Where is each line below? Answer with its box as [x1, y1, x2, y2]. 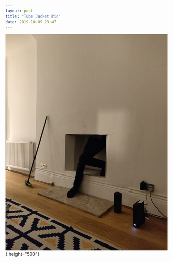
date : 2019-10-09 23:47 [5, 19, 57, 24]
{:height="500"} [5, 251, 40, 257]
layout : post [5, 8, 33, 13]
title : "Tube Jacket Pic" [5, 13, 61, 19]
